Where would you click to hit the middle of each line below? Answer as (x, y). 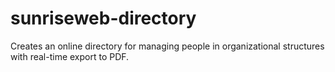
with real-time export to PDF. (70, 56)
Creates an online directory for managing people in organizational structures (167, 46)
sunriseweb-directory (103, 18)
